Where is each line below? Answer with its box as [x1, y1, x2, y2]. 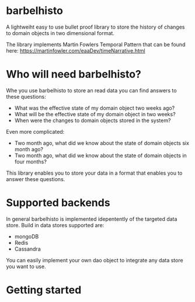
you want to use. [6, 263, 46, 270]
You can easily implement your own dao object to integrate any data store [6, 256, 183, 263]
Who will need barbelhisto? [6, 68, 142, 81]
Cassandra [14, 245, 41, 252]
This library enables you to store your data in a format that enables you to [6, 169, 183, 176]
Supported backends [6, 196, 110, 210]
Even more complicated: [6, 128, 65, 135]
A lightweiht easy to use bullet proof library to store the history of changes [6, 23, 185, 30]
